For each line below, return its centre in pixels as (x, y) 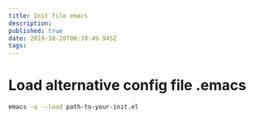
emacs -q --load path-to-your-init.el (73, 107)
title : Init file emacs (48, 16)
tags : (17, 46)
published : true (35, 31)
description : (30, 23)
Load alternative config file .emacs (127, 86)
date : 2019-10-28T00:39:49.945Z (62, 38)
